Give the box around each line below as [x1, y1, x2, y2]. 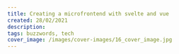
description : [7, 23, 46, 30]
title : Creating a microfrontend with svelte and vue [7, 10, 170, 18]
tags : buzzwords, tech [7, 29, 74, 37]
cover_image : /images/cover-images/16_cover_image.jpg [7, 36, 173, 43]
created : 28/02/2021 [7, 17, 69, 24]
